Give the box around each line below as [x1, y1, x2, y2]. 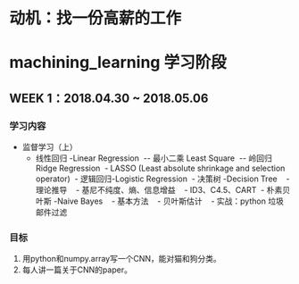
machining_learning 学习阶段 [9, 53, 227, 72]
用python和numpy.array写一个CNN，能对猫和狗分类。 [21, 254, 221, 264]
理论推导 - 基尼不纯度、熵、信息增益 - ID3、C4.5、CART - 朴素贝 [35, 185, 291, 196]
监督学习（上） [21, 142, 78, 153]
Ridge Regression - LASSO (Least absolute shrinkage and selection [35, 163, 286, 174]
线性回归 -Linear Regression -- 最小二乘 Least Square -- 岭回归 [35, 153, 272, 163]
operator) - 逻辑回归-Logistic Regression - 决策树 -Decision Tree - [35, 173, 290, 184]
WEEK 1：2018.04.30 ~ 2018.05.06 [9, 90, 209, 105]
